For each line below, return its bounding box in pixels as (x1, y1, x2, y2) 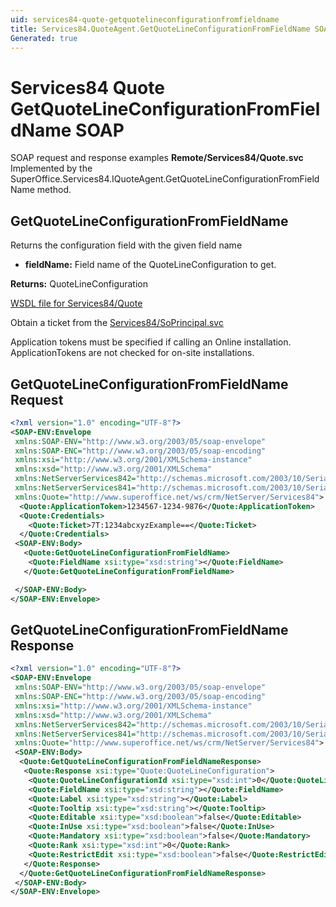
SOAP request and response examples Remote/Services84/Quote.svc (10, 152, 304, 164)
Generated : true (10, 33, 78, 43)
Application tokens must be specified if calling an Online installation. (10, 336, 292, 348)
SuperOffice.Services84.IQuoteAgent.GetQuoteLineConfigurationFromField (10, 173, 320, 185)
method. (36, 184, 72, 196)
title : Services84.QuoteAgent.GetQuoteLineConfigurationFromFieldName (10, 24, 311, 34)
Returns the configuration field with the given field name (10, 239, 243, 251)
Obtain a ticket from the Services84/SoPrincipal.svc (10, 317, 224, 329)
